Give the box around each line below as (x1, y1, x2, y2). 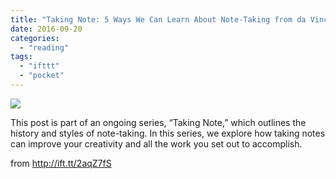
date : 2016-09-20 (10, 24, 83, 34)
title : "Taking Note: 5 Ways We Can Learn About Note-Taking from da (10, 14, 307, 25)
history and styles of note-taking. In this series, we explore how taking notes (10, 127, 326, 139)
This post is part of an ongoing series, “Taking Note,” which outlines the (10, 116, 307, 128)
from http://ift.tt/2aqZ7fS (10, 157, 112, 169)
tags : (10, 52, 33, 62)
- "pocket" (19, 71, 65, 81)
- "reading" (19, 42, 70, 53)
